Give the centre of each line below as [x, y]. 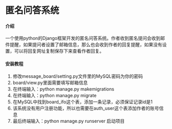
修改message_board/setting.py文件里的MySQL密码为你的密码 [78, 76]
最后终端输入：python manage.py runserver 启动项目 [69, 121]
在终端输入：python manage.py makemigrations [63, 89]
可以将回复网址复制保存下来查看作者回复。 [59, 51]
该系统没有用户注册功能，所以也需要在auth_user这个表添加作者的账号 [86, 108]
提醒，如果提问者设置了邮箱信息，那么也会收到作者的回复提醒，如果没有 [86, 45]
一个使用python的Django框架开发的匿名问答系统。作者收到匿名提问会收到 [83, 38]
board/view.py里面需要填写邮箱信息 [50, 82]
